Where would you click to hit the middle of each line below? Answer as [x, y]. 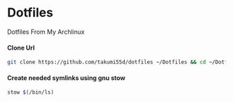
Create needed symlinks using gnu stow [67, 78]
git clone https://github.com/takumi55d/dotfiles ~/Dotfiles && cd [107, 62]
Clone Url [21, 48]
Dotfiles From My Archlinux [46, 32]
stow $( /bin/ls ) [31, 92]
